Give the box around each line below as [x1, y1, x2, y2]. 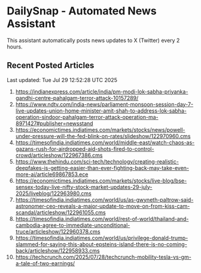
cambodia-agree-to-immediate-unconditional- [15, 222, 130, 229]
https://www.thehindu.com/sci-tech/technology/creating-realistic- [15, 157, 179, 165]
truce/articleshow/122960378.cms [15, 227, 100, 235]
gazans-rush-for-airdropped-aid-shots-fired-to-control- [15, 145, 154, 152]
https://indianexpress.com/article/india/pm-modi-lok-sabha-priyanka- [15, 88, 188, 95]
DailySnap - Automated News [7, 4, 157, 18]
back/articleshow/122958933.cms [15, 247, 100, 254]
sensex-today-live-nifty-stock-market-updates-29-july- [15, 183, 153, 190]
